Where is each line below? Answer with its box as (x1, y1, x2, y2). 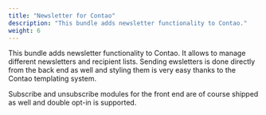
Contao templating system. (8, 73, 97, 84)
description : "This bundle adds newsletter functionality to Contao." (8, 19, 248, 27)
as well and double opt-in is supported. (8, 97, 137, 108)
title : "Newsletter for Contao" (8, 11, 115, 20)
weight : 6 (8, 26, 41, 34)
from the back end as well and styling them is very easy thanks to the (8, 65, 237, 75)
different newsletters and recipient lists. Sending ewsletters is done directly (8, 57, 256, 66)
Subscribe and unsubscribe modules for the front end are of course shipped (8, 89, 259, 99)
